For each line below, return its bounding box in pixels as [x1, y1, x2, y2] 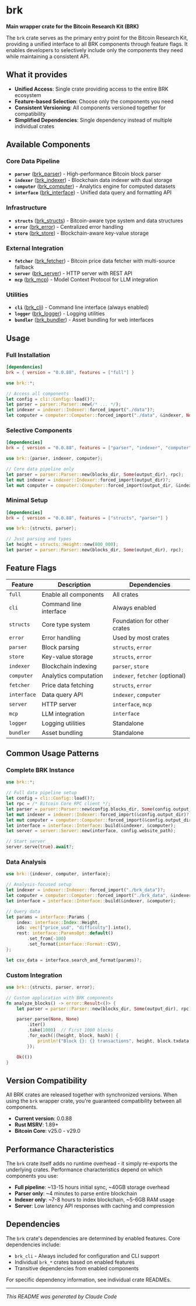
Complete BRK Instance [6, 766, 75, 774]
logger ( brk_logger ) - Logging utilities [14, 310, 105, 317]
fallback [14, 264, 34, 271]
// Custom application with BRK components [6, 995, 114, 1001]
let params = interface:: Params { [6, 914, 90, 920]
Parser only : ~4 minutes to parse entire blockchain [14, 1190, 137, 1197]
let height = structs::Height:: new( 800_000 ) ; [6, 542, 118, 548]
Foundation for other [113, 617, 169, 625]
